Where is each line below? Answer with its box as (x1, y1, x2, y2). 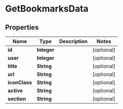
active (7, 87, 23, 94)
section (7, 95, 26, 102)
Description (59, 38, 88, 45)
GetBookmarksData (5, 3, 88, 15)
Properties (5, 23, 39, 32)
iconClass (7, 79, 32, 86)
